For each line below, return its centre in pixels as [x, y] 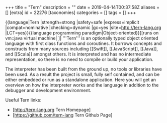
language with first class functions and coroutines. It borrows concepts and [83, 43]
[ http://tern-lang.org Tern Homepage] [52, 110]
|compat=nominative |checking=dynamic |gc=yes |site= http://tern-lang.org [83, 27]
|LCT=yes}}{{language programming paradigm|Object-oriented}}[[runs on [82, 33]
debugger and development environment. [48, 90]
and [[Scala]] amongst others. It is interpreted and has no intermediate [78, 54]
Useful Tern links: [23, 100]
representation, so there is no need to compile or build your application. [79, 59]
